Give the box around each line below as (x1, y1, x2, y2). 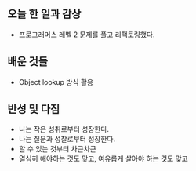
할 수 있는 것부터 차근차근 (18, 144, 97, 154)
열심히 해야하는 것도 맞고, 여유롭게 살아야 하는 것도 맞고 (18, 154, 189, 163)
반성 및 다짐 (7, 103, 60, 116)
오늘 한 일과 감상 (7, 7, 82, 21)
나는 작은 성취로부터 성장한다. (18, 125, 110, 134)
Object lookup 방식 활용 (18, 77, 94, 86)
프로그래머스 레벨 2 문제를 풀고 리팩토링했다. (18, 30, 155, 39)
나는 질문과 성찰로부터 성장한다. (18, 134, 115, 144)
